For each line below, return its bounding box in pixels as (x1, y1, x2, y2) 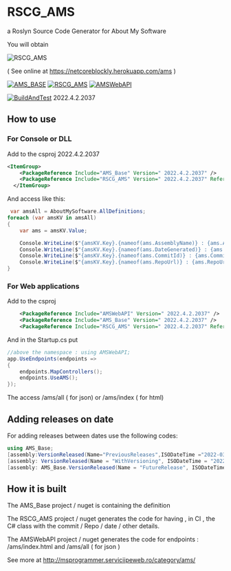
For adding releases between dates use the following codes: (7, 431, 178, 440)
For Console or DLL (7, 134, 72, 144)
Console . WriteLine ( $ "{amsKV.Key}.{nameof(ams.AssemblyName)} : (19, 239, 205, 246)
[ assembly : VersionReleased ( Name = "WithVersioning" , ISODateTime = (7, 457, 208, 464)
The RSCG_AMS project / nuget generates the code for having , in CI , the (7, 515, 215, 523)
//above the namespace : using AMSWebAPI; (7, 349, 131, 356)
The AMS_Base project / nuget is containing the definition (7, 502, 170, 510)
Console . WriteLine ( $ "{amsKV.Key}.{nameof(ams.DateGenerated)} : (19, 246, 208, 253)
